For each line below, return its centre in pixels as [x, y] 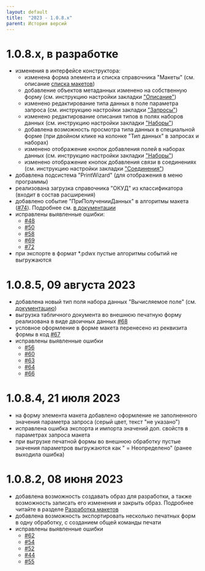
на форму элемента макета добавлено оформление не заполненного [106, 416]
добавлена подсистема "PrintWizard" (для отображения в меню [99, 175]
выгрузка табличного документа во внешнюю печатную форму [98, 315]
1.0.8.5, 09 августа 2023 [71, 285]
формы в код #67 [38, 335]
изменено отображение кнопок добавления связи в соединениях [110, 162]
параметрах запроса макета [53, 435]
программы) [32, 182]
